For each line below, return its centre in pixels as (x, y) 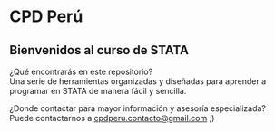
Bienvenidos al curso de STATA (99, 50)
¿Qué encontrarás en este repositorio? (81, 71)
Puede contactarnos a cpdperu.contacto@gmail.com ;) (112, 118)
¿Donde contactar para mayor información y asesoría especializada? (137, 108)
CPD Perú (46, 17)
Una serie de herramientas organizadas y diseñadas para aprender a (138, 81)
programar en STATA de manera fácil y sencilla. (98, 91)
